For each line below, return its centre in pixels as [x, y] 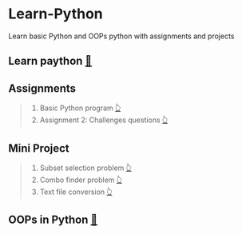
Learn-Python [56, 14]
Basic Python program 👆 [80, 108]
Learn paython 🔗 [50, 61]
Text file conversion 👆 [76, 192]
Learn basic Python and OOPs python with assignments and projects [121, 36]
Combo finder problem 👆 [81, 180]
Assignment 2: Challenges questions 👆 [104, 120]
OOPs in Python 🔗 [53, 220]
